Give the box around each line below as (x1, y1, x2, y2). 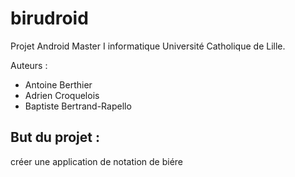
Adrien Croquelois (24, 89, 100, 101)
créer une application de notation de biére (10, 155, 183, 167)
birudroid (10, 7, 89, 30)
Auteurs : (10, 59, 48, 71)
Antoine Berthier (24, 78, 93, 91)
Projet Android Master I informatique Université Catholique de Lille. (10, 40, 286, 52)
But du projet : (10, 129, 100, 146)
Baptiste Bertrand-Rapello (24, 100, 132, 112)
